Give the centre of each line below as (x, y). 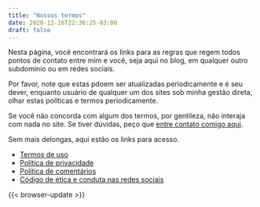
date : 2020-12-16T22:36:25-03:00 (63, 23)
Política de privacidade (57, 163)
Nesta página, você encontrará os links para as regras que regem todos (125, 53)
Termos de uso (44, 154)
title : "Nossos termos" (47, 15)
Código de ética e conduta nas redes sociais (92, 180)
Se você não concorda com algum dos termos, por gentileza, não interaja (127, 116)
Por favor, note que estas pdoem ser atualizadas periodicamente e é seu (126, 84)
